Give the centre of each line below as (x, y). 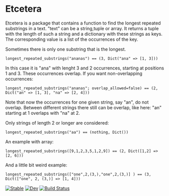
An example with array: (30, 141)
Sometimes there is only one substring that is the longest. (66, 49)
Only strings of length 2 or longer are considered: (57, 122)
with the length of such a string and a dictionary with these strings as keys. (84, 34)
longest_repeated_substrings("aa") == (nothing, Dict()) (67, 132)
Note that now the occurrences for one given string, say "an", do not (77, 102)
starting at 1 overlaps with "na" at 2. (43, 113)
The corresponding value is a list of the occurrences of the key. (72, 39)
